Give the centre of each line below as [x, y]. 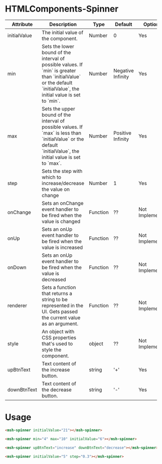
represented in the [62, 305]
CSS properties [59, 338]
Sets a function [59, 287]
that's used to [57, 343]
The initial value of [62, 32]
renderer [17, 305]
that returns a [57, 293]
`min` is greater [59, 70]
